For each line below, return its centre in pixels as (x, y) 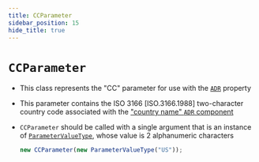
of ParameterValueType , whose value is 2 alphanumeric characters (127, 136)
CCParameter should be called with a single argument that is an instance (135, 127)
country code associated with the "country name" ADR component (126, 112)
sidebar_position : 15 (44, 23)
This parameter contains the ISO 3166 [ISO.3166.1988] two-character (131, 104)
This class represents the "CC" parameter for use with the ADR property (135, 89)
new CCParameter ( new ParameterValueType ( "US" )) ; (101, 150)
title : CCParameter (40, 15)
